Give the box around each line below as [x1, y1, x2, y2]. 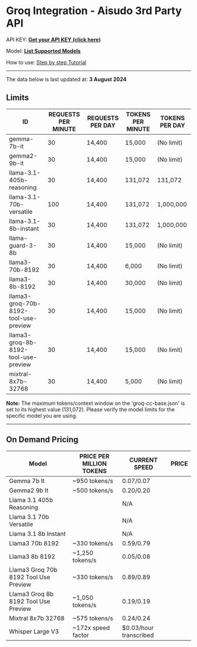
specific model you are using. [6, 412, 77, 419]
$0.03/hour [122, 623, 154, 632]
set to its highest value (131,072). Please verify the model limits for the [6, 405, 175, 413]
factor [72, 631, 89, 639]
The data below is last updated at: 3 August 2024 [6, 75, 127, 83]
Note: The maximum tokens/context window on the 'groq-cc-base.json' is [6, 400, 185, 407]
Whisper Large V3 [9, 627, 59, 635]
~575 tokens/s [72, 614, 113, 622]
